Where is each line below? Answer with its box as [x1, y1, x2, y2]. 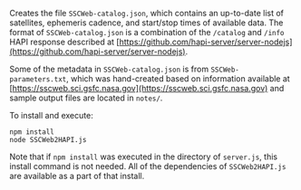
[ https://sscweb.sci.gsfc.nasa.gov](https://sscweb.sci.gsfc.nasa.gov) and [9, 83, 285, 93]
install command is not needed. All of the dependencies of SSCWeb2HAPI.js [9, 161, 286, 171]
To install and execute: [9, 110, 93, 120]
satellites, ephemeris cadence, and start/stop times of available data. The [9, 17, 284, 28]
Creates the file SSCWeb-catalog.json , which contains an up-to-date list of [9, 8, 284, 18]
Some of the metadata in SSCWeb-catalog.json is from [9, 63, 209, 74]
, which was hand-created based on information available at [66, 73, 290, 84]
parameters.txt [9, 75, 67, 84]
